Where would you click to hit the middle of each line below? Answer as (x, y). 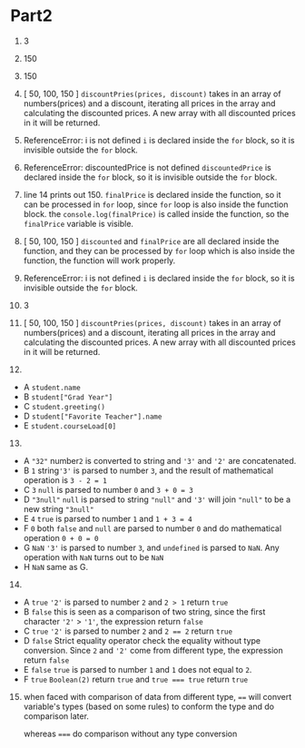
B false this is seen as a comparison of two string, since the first (144, 611)
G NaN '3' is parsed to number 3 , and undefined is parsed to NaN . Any (151, 547)
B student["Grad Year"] (68, 397)
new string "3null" (59, 508)
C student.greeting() (64, 406)
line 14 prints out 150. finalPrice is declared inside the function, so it (152, 194)
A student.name (52, 387)
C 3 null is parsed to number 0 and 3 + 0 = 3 (108, 489)
